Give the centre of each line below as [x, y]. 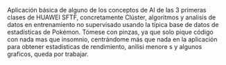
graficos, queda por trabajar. [48, 54]
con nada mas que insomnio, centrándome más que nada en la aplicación [112, 39]
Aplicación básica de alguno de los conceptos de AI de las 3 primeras [107, 10]
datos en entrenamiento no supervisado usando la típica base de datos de [113, 25]
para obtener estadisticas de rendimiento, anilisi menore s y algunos [105, 47]
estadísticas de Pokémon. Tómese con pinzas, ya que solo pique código [110, 32]
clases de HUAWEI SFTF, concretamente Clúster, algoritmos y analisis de [112, 17]
